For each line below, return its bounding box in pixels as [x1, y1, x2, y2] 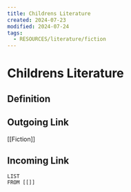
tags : [7, 29, 23, 37]
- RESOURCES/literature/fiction [13, 36, 107, 43]
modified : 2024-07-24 [7, 23, 70, 30]
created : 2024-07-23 [7, 17, 67, 23]
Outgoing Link [7, 117, 69, 128]
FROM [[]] [7, 179, 36, 186]
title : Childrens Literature [7, 10, 91, 17]
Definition [7, 93, 50, 104]
